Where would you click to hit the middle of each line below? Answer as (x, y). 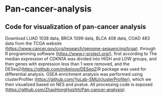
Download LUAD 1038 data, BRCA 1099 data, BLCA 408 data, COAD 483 (78, 38)
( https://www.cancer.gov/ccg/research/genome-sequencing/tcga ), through (81, 48)
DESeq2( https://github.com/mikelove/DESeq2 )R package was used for (76, 69)
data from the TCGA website (33, 43)
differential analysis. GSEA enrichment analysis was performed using (74, 74)
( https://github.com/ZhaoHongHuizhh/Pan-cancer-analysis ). (65, 90)
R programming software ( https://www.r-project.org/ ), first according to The (81, 54)
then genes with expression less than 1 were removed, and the (67, 64)
